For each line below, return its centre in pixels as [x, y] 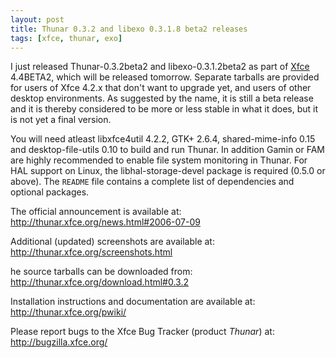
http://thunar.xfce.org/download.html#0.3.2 [100, 282]
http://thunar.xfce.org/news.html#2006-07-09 [105, 222]
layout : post [37, 19]
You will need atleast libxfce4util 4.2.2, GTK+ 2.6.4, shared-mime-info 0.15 [163, 139]
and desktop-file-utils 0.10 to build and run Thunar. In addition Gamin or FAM [168, 150]
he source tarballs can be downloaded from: [101, 272]
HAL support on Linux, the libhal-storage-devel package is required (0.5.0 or [168, 171]
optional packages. [50, 192]
